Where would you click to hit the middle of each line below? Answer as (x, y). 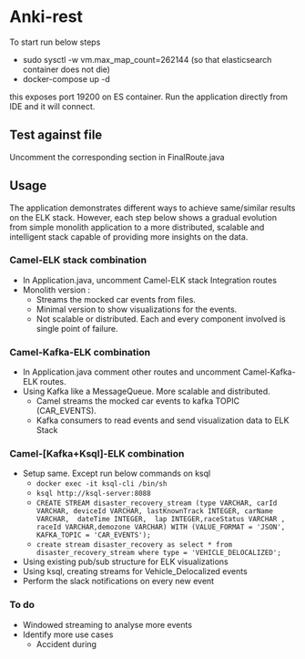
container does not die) (66, 69)
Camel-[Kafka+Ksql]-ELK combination (97, 454)
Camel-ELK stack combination (78, 260)
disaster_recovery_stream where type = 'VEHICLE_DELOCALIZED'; (159, 553)
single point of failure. (77, 328)
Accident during (66, 644)
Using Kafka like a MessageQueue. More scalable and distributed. (146, 391)
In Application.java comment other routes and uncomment (132, 372)
